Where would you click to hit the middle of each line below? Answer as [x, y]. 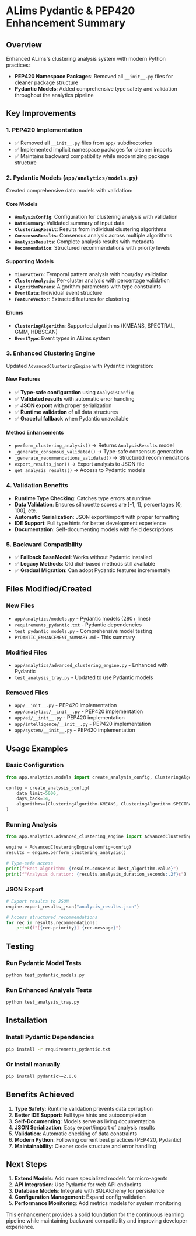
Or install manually [33, 1064]
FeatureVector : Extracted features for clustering [72, 299]
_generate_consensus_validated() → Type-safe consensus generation [99, 452]
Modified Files [27, 652]
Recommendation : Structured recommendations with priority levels [92, 248]
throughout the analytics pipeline [54, 95]
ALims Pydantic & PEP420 [71, 11]
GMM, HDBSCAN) [36, 332]
